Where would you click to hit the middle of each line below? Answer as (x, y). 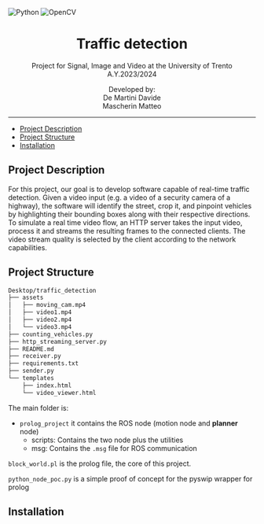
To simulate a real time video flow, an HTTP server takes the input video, (125, 222)
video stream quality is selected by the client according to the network (122, 239)
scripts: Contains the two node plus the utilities (107, 440)
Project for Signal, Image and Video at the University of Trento (132, 65)
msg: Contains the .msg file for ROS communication (114, 448)
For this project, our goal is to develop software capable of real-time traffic (129, 189)
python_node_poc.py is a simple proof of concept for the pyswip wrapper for (130, 478)
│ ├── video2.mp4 (40, 320)
